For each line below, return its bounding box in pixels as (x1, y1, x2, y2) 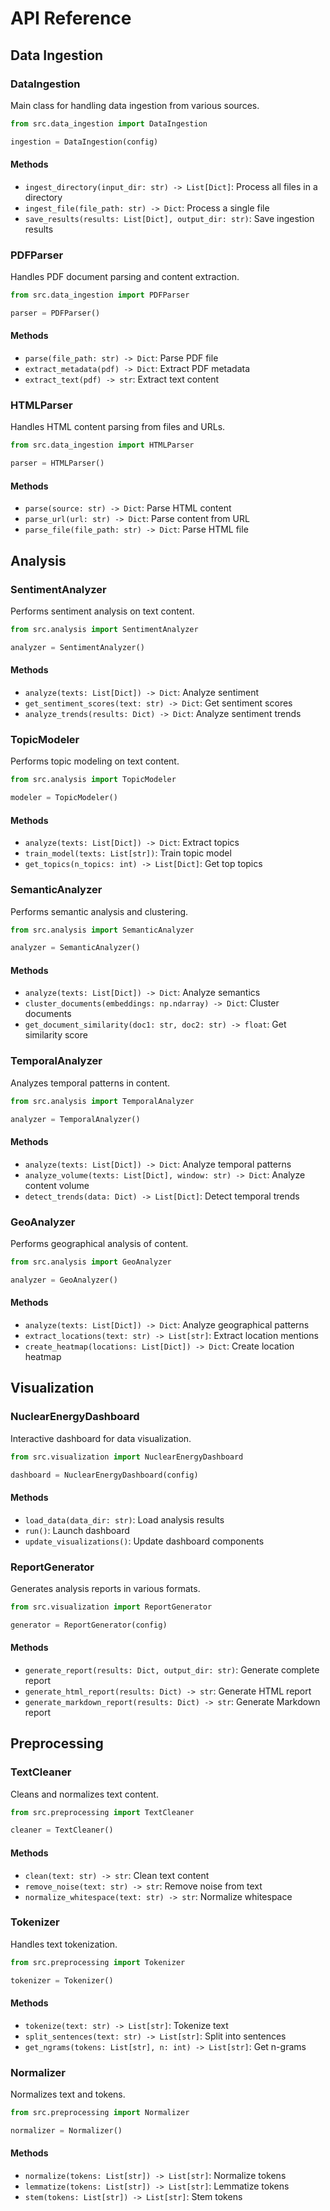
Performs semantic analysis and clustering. (10, 905, 189, 917)
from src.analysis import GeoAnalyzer (10, 1257, 172, 1267)
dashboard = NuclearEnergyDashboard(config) (10, 1470, 199, 1480)
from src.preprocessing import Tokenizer (10, 1957, 186, 1967)
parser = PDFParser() (10, 308, 101, 318)
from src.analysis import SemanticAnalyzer (10, 925, 195, 935)
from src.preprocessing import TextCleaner (10, 1807, 195, 1817)
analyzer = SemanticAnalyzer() (10, 943, 141, 953)
